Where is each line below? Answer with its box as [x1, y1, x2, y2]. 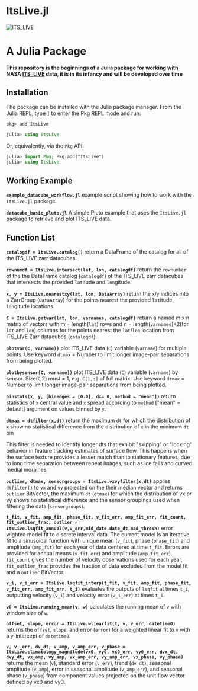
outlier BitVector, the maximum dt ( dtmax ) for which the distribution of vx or [6, 490, 192, 497]
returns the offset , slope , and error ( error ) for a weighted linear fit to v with [6, 626, 190, 633]
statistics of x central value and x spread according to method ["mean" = [6, 399, 181, 406]
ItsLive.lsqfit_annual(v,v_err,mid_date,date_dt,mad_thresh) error [6, 524, 173, 532]
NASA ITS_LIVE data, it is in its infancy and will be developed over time [6, 70, 183, 78]
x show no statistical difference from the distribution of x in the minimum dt [6, 423, 189, 430]
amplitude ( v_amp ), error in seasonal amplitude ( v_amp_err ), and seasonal [6, 666, 183, 673]
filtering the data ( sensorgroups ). [6, 503, 85, 510]
